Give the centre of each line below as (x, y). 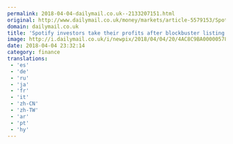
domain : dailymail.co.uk (43, 26)
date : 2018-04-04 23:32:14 (46, 46)
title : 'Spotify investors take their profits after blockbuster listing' (118, 33)
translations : (28, 59)
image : (17, 39)
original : (21, 20)
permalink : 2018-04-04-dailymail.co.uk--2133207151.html (91, 13)
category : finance (34, 53)
